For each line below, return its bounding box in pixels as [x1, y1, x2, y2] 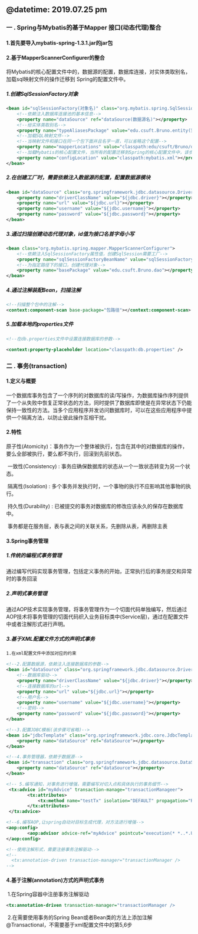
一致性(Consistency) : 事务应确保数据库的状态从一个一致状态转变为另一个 [7, 462, 186, 469]
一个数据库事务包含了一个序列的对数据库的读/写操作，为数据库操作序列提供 [6, 391, 189, 398]
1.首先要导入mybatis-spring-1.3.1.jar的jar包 [6, 39, 113, 46]
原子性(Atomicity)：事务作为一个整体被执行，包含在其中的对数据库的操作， [6, 443, 188, 450]
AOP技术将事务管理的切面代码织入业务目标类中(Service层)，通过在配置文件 [6, 613, 189, 620]
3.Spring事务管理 [6, 537, 49, 544]
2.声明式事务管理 [6, 590, 48, 597]
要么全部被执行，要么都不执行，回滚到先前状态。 [6, 450, 125, 457]
